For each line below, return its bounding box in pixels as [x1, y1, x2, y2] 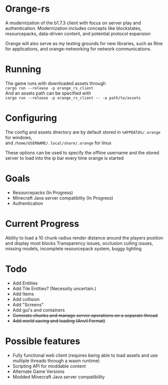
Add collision [12, 296, 40, 302]
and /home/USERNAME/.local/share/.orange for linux [5, 140, 112, 146]
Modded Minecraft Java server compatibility [12, 373, 105, 380]
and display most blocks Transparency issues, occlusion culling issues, [5, 240, 153, 246]
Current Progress [5, 218, 79, 229]
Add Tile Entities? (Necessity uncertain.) [12, 285, 97, 291]
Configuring [5, 112, 57, 124]
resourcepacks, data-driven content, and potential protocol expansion [5, 30, 151, 36]
